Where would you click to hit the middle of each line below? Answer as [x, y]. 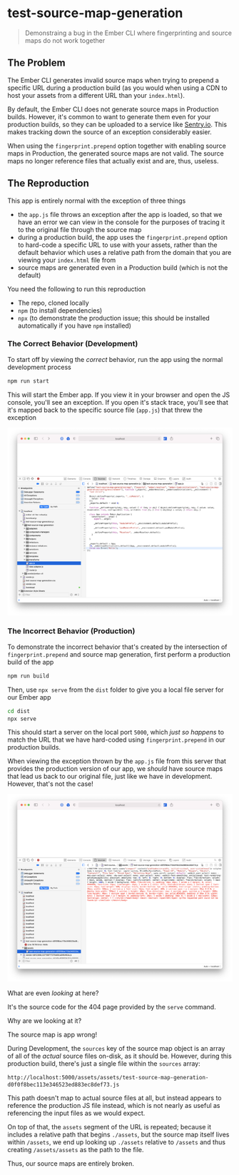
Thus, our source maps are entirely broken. [71, 1164]
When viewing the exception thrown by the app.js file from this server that [117, 761]
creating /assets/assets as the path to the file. [76, 1150]
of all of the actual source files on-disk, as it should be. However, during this [119, 1056]
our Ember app [29, 697]
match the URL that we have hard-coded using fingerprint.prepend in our [117, 740]
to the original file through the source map [80, 229]
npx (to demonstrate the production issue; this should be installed [114, 318]
